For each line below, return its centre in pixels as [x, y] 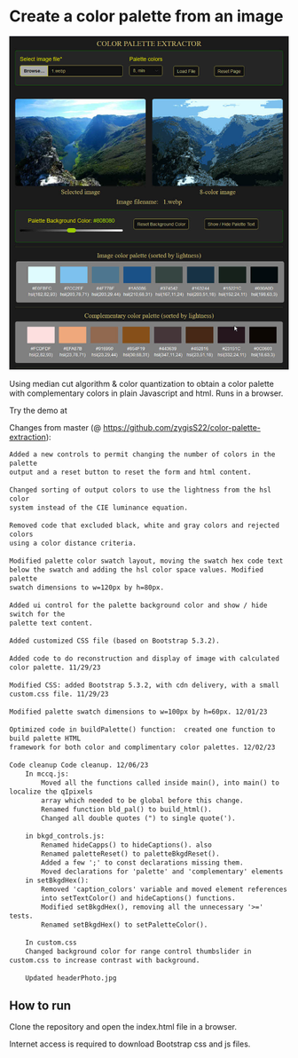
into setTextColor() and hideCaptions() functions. [139, 898]
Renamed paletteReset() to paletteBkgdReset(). [130, 854]
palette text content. [51, 623]
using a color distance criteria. [73, 543]
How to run [40, 1005]
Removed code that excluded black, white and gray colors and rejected [144, 525]
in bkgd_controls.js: [65, 836]
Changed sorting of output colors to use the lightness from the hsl [141, 490]
